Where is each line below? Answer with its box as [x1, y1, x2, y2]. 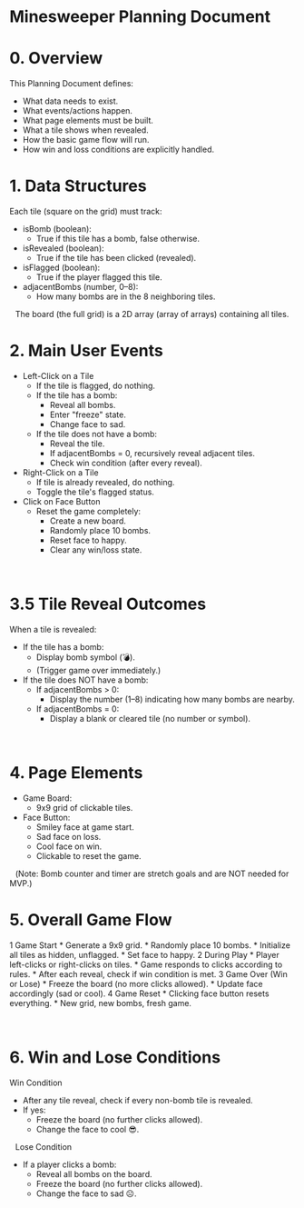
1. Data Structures [9, 175, 147, 196]
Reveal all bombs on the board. [35, 1168, 152, 1179]
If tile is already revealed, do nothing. [35, 477, 175, 487]
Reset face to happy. [49, 534, 127, 545]
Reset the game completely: [35, 506, 142, 516]
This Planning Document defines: [9, 78, 134, 89]
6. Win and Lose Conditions [9, 1047, 221, 1067]
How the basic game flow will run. [22, 135, 150, 145]
